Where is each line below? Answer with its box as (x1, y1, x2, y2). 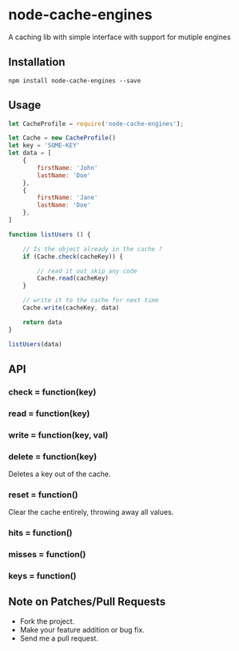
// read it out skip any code (37, 267, 137, 275)
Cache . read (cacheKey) (37, 274, 110, 282)
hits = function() (8, 528, 73, 539)
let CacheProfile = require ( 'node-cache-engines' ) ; (8, 119, 184, 127)
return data (22, 318, 62, 326)
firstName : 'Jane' (37, 194, 98, 202)
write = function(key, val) (8, 429, 109, 440)
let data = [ (8, 149, 52, 157)
